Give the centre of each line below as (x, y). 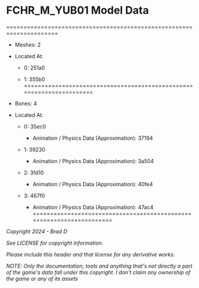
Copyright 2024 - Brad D (37, 231)
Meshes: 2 (28, 45)
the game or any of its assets (42, 278)
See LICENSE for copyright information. (55, 243)
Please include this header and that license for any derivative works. (91, 254)
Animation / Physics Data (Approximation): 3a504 (93, 161)
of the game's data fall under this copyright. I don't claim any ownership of (98, 272)
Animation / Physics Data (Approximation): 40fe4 (93, 184)
